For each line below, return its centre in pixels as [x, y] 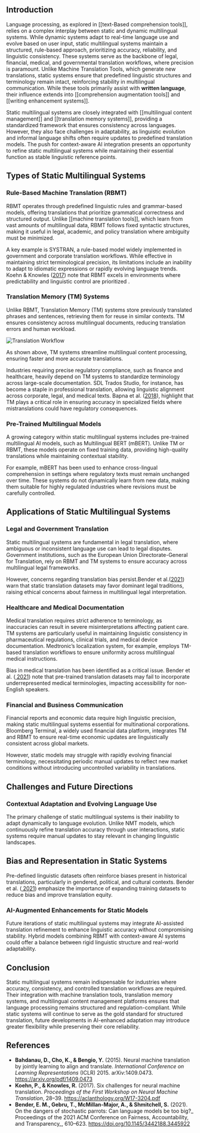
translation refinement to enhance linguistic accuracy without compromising [100, 930]
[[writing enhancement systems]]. [48, 101]
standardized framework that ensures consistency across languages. [91, 125]
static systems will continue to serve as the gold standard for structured [95, 1014]
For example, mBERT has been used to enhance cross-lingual [82, 468]
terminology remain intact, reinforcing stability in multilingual [81, 82]
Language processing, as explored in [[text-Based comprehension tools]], [97, 24]
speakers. [38, 689]
